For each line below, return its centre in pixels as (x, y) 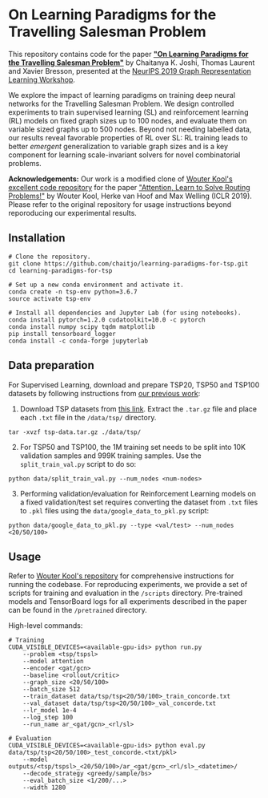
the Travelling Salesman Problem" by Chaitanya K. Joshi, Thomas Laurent (132, 63)
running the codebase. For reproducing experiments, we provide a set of (128, 585)
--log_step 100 (48, 718)
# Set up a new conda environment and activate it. (96, 285)
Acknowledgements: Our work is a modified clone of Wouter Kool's (121, 179)
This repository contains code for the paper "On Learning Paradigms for (129, 54)
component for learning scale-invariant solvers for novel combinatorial (124, 155)
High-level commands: (46, 626)
